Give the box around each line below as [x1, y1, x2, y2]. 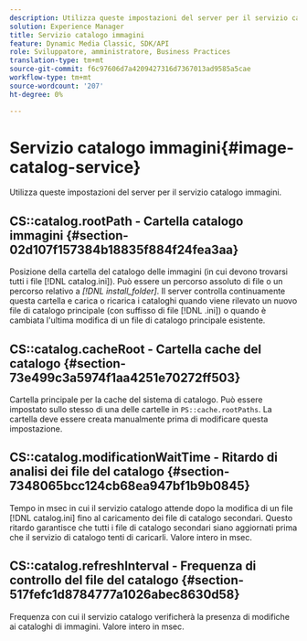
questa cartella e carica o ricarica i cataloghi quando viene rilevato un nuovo [9, 295, 298, 306]
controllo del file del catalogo [9, 572, 179, 588]
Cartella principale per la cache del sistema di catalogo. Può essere [9, 394, 263, 405]
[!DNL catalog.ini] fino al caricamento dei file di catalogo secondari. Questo [9, 512, 293, 523]
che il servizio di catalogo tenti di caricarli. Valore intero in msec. [9, 531, 253, 542]
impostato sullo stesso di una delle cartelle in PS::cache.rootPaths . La [9, 404, 272, 415]
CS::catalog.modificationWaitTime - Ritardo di [9, 450, 279, 465]
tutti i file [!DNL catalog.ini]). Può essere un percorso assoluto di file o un [9, 276, 283, 287]
